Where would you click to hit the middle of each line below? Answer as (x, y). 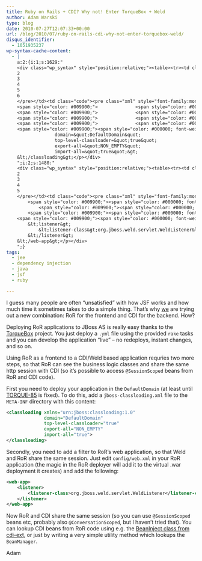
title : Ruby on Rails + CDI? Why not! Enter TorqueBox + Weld (86, 12)
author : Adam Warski (32, 17)
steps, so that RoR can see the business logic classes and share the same (98, 364)
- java (20, 269)
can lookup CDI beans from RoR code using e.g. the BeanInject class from (98, 529)
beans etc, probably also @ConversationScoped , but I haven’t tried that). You (99, 522)
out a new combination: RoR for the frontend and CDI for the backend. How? (101, 315)
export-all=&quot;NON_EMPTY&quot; (98, 146)
